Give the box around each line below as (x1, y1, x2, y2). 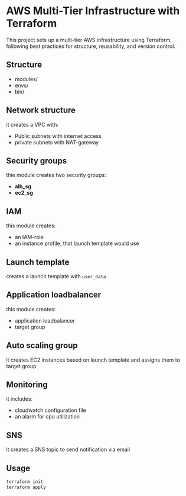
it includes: (6, 395, 33, 402)
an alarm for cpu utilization (14, 413, 80, 420)
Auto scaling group (6, 340, 78, 350)
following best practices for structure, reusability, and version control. (6, 43, 176, 50)
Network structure (6, 105, 76, 115)
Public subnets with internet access (14, 132, 102, 140)
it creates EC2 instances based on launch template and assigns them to (6, 356, 180, 363)
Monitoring (6, 380, 48, 390)
